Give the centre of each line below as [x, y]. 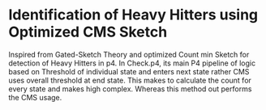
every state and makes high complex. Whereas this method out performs [130, 89]
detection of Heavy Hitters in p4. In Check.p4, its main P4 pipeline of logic [132, 63]
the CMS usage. [35, 97]
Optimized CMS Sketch [88, 32]
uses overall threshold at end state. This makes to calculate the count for [130, 80]
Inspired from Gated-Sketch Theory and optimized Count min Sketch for [129, 54]
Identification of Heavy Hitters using [133, 15]
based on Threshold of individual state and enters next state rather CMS [129, 71]
